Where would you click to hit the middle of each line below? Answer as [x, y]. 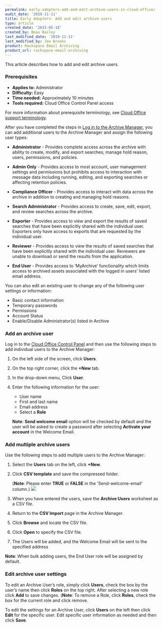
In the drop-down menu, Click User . [48, 378]
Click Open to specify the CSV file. [47, 532]
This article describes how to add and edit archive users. [62, 64]
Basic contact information [38, 300]
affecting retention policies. [39, 182]
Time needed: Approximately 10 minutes [53, 98]
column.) [21, 489]
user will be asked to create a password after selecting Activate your [81, 427]
